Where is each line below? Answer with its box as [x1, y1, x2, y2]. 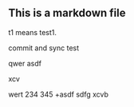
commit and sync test [8, 43, 80, 53]
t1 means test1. [8, 27, 57, 37]
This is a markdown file [8, 6, 126, 20]
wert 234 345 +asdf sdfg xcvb [8, 89, 109, 99]
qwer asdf [8, 58, 42, 68]
